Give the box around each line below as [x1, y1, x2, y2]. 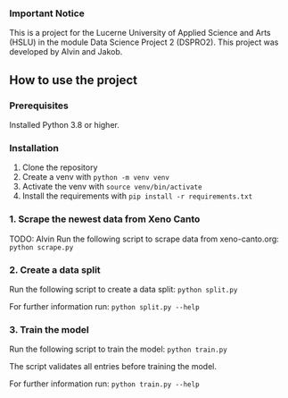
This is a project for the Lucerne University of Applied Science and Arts [9, 28, 272, 38]
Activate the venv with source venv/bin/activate [21, 182, 202, 192]
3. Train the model [9, 323, 89, 335]
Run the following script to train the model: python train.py [9, 343, 227, 355]
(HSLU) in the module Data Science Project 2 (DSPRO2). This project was [9, 37, 279, 47]
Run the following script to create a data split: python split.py [9, 284, 238, 294]
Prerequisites [9, 99, 69, 112]
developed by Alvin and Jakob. [9, 47, 123, 57]
